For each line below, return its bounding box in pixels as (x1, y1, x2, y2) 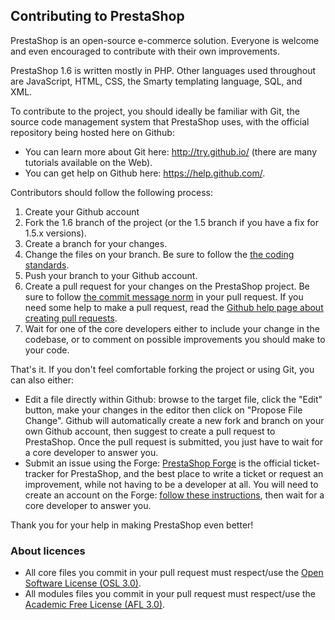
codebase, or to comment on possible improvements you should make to (24, 333, 326, 345)
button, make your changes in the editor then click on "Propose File (24, 404, 303, 416)
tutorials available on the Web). (24, 156, 153, 168)
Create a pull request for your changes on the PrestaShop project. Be (24, 280, 310, 292)
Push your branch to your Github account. (24, 269, 198, 281)
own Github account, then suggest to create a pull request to (24, 425, 276, 437)
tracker (24, 467, 55, 479)
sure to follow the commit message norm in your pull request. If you (24, 290, 304, 303)
